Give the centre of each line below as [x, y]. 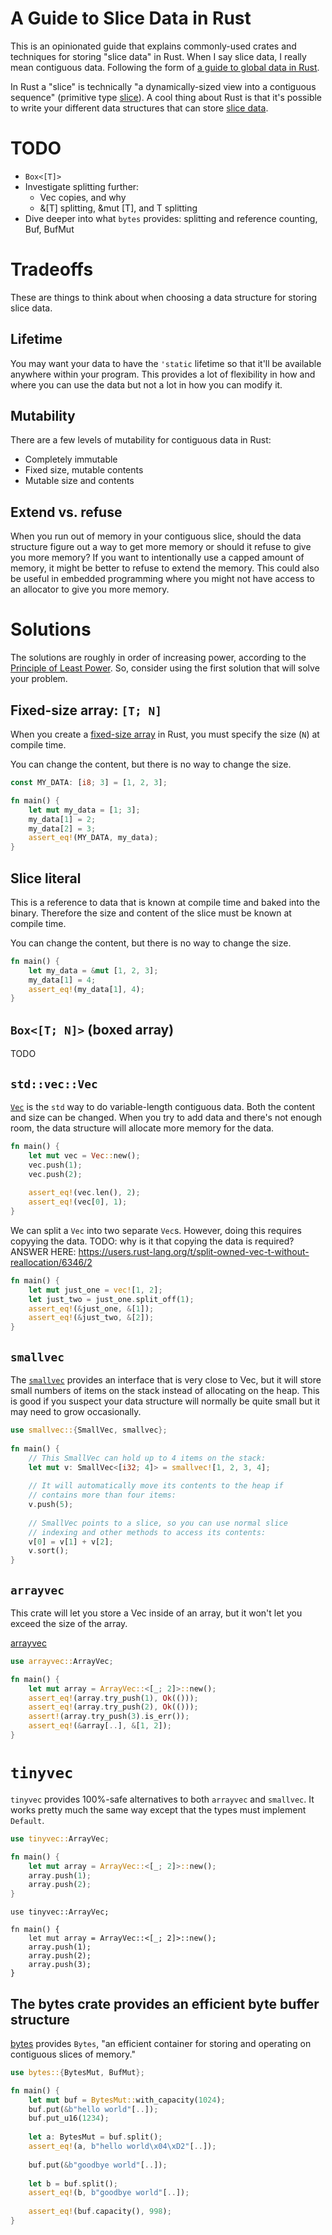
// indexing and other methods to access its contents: [147, 1532]
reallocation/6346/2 [51, 1262]
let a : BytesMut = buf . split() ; [95, 2137]
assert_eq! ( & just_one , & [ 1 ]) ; [91, 1308]
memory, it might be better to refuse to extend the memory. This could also [165, 568]
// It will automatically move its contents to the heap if [156, 1486]
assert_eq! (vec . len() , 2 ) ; [84, 1193]
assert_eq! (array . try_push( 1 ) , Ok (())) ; [113, 1698]
